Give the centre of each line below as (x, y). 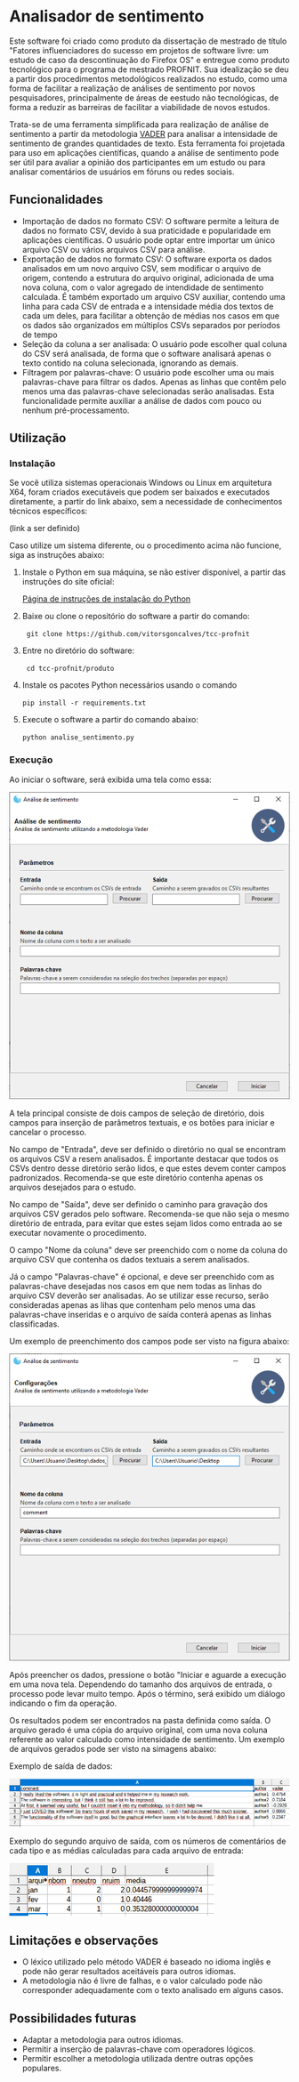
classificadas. (34, 1324)
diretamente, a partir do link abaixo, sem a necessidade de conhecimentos (146, 502)
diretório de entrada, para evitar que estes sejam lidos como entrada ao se (146, 1223)
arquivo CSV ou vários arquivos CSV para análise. (113, 249)
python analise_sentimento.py (78, 738)
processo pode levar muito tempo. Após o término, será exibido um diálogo (147, 1694)
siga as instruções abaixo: (57, 555)
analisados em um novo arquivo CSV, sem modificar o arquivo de (141, 268)
